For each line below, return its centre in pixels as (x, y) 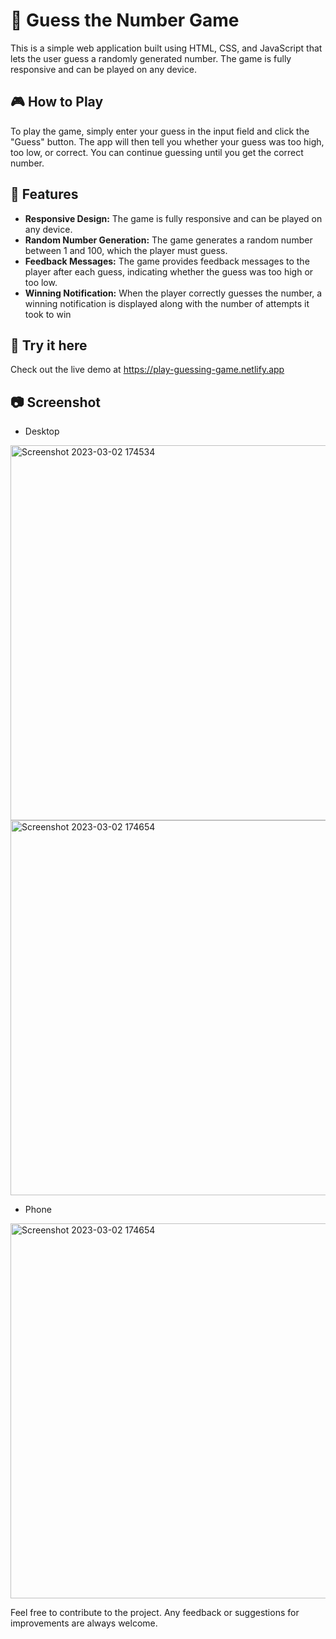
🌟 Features (44, 194)
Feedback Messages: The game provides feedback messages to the (167, 261)
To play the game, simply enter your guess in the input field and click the (160, 131)
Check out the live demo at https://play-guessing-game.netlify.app (147, 370)
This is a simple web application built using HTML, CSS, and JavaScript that (166, 48)
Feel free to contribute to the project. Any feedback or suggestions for (155, 1613)
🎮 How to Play (57, 102)
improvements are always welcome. (84, 1623)
